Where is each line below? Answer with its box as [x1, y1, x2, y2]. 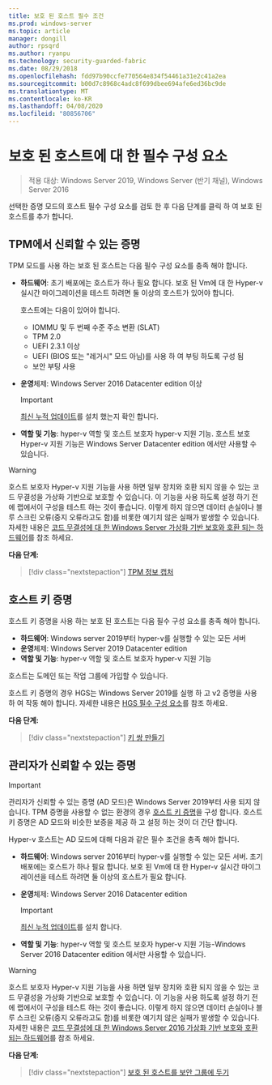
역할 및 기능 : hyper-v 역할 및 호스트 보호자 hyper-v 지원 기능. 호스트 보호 [19, 429, 251, 438]
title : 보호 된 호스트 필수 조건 [8, 11, 104, 20]
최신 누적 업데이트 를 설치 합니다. [19, 922, 122, 932]
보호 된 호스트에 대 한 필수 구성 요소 [8, 147, 228, 166]
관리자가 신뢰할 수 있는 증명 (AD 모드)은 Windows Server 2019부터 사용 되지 [8, 797, 253, 807]
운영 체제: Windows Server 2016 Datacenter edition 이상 [19, 378, 202, 388]
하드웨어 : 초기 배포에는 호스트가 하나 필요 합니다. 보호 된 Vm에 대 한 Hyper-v [19, 277, 263, 288]
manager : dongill [8, 34, 67, 43]
